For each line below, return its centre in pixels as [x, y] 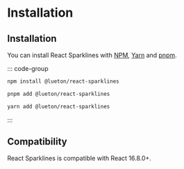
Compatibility [37, 142]
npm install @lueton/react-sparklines [63, 81]
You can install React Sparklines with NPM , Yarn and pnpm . [92, 55]
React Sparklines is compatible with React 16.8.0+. [79, 159]
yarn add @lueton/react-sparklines [59, 106]
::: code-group [28, 69]
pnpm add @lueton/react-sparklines [59, 94]
